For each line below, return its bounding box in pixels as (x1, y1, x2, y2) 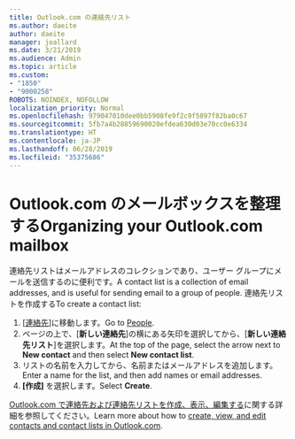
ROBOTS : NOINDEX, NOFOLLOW (9, 95, 109, 104)
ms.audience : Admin (9, 54, 82, 63)
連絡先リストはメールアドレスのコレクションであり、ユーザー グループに (9, 266, 275, 276)
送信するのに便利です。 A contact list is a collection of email (32, 276, 249, 288)
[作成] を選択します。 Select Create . (21, 381, 152, 391)
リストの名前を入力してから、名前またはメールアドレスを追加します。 (21, 360, 277, 371)
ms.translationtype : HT (9, 128, 97, 137)
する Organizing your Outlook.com (9, 216, 263, 235)
